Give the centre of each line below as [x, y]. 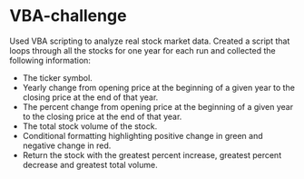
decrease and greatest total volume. [90, 164]
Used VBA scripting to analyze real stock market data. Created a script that [150, 41]
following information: [50, 60]
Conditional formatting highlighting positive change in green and [142, 135]
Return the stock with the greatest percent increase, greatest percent [152, 154]
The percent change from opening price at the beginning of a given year [157, 106]
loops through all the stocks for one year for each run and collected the [142, 50]
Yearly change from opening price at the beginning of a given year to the [158, 87]
